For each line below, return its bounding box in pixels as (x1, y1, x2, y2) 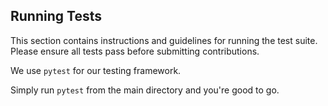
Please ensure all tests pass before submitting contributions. (10, 45, 260, 57)
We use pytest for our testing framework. (10, 64, 182, 76)
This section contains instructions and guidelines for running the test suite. (10, 34, 318, 46)
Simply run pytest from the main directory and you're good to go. (10, 84, 280, 96)
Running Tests (10, 8, 102, 25)
